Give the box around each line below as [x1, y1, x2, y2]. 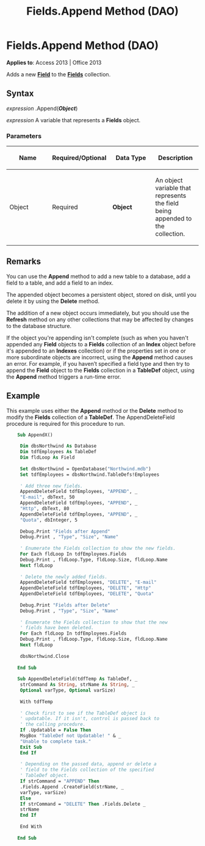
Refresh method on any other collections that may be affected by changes [6, 316, 194, 323]
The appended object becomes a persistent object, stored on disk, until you [6, 291, 197, 298]
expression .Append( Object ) [6, 104, 78, 112]
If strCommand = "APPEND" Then [20, 778, 99, 784]
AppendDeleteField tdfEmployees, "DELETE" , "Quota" [20, 591, 154, 597]
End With [20, 823, 43, 830]
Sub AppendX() [17, 432, 53, 438]
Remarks [6, 257, 41, 267]
